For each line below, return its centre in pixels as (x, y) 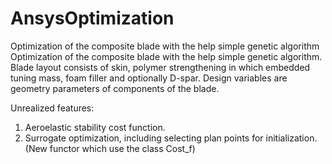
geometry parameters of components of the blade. (115, 88)
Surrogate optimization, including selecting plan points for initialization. (171, 138)
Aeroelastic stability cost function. (95, 127)
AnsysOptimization (92, 18)
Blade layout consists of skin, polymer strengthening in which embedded (160, 67)
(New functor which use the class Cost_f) (110, 148)
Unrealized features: (52, 108)
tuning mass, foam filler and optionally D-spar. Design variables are (149, 78)
